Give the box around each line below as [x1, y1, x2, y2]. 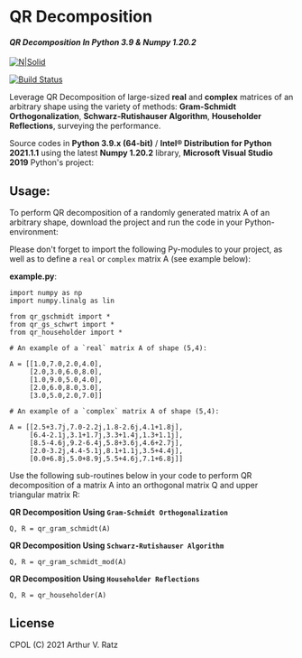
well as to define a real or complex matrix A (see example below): [9, 254, 251, 264]
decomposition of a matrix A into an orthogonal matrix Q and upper [9, 480, 259, 491]
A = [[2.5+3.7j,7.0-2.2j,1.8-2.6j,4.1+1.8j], [9, 422, 183, 432]
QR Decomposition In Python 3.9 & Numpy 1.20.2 [9, 36, 197, 47]
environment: [9, 227, 59, 237]
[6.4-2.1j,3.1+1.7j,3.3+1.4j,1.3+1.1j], [29, 431, 183, 440]
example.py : [9, 271, 57, 282]
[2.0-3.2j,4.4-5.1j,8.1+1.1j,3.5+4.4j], [29, 447, 183, 456]
